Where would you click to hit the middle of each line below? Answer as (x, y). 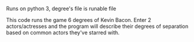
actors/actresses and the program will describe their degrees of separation (97, 26)
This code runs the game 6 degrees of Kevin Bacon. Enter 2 (79, 20)
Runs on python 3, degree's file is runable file (61, 9)
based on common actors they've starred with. (63, 33)
